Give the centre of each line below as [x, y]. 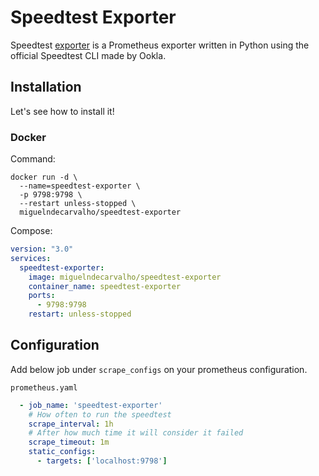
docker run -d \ [44, 177]
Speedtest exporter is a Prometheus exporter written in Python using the [160, 45]
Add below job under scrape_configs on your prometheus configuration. [159, 369]
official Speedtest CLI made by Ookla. [88, 55]
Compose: [31, 231]
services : [31, 258]
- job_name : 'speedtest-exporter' [91, 405]
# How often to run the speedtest [100, 414]
